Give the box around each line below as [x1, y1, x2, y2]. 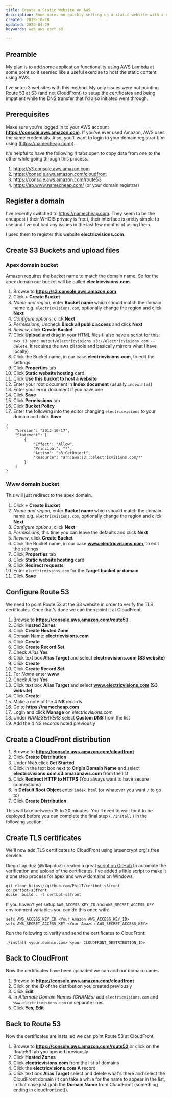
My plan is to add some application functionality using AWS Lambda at [6, 64, 155, 70]
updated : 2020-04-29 [6, 22, 50, 27]
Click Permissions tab [13, 397, 60, 404]
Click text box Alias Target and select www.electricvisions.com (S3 [13, 682, 158, 688]
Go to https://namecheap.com [13, 704, 80, 710]
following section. [6, 818, 43, 825]
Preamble [6, 50, 37, 59]
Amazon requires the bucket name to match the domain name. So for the [6, 273, 159, 280]
